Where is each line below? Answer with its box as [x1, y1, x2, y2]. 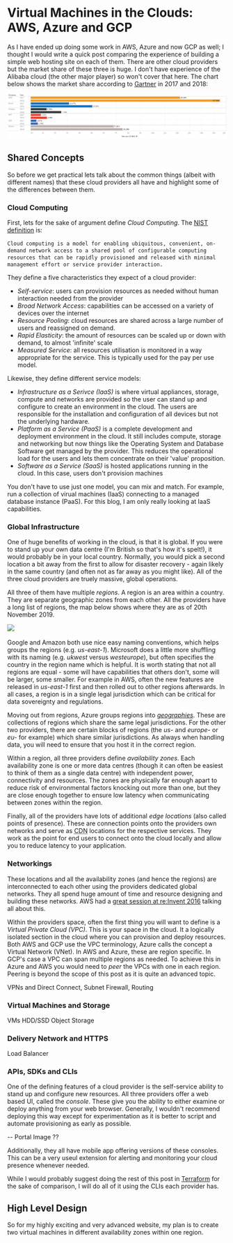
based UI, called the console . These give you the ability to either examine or [7, 1098, 225, 1106]
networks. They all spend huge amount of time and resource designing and [7, 889, 223, 898]
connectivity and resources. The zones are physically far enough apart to [7, 776, 218, 784]
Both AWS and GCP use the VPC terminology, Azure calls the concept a [7, 940, 213, 948]
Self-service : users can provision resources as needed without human [17, 287, 219, 295]
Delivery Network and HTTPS [7, 1034, 109, 1043]
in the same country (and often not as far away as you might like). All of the [7, 567, 223, 576]
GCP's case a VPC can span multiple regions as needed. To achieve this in [7, 955, 221, 963]
